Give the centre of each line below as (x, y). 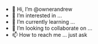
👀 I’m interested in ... (37, 15)
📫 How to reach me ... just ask (49, 35)
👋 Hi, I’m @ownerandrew (42, 9)
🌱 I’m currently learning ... (43, 22)
